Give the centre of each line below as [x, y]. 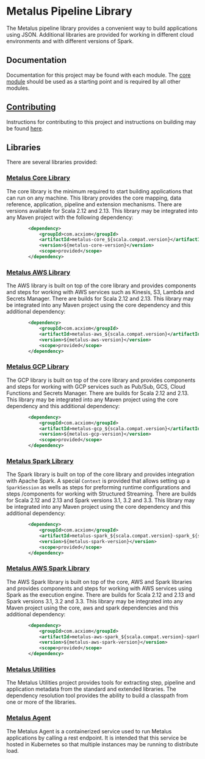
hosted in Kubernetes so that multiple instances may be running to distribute [102, 744]
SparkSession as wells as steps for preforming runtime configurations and [99, 487]
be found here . [25, 128]
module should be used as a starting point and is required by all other [94, 81]
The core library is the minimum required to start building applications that [99, 191]
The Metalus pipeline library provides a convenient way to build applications [102, 28]
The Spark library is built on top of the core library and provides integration [100, 475]
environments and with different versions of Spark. [70, 41]
